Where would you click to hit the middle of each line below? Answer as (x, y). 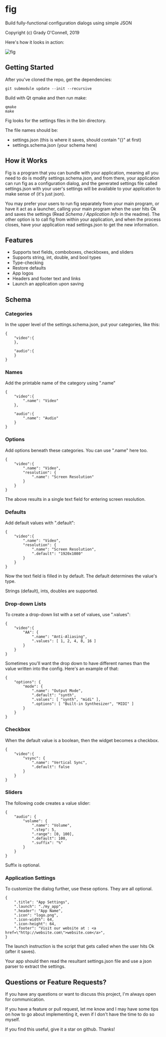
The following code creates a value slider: (48, 803)
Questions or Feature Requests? (56, 982)
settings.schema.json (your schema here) (55, 145)
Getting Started (29, 67)
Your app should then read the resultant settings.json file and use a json (79, 961)
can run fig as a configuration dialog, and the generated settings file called (81, 183)
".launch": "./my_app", (39, 907)
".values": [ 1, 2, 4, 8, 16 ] (64, 641)
